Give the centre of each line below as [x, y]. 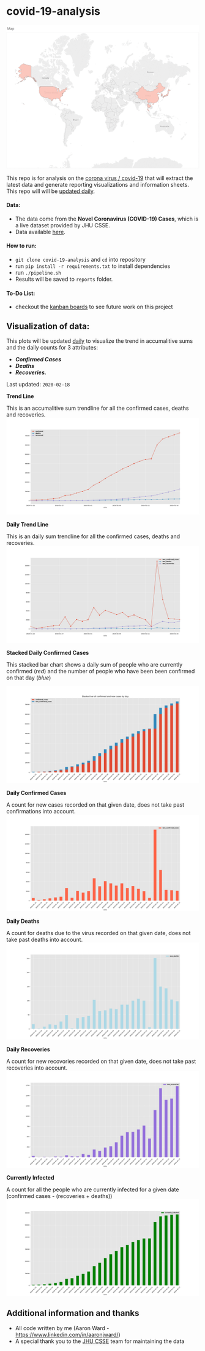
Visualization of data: [48, 326]
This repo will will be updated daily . [50, 191]
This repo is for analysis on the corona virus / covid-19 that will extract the [100, 178]
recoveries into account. [37, 1068]
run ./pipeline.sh [38, 272]
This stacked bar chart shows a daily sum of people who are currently [95, 664]
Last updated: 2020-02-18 [38, 384]
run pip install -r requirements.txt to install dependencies [93, 266]
